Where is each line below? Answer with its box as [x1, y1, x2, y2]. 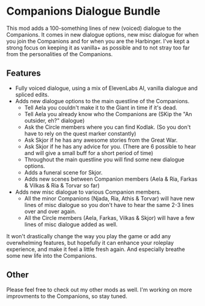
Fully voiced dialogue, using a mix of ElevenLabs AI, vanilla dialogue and [15, 84, 198, 92]
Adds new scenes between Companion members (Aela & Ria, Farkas [24, 175, 198, 183]
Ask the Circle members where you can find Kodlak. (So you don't [24, 123, 191, 131]
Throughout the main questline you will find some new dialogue [24, 156, 185, 163]
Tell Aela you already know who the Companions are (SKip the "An [24, 110, 193, 117]
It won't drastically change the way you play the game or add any [6, 232, 171, 239]
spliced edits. [15, 90, 50, 98]
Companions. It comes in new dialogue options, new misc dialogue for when [6, 31, 199, 38]
